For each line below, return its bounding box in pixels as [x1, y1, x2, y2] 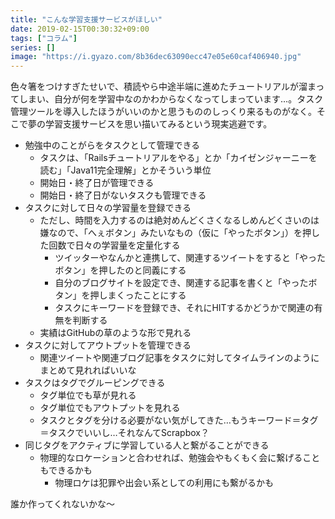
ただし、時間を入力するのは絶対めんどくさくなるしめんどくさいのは [39, 214, 320, 226]
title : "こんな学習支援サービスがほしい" [10, 14, 163, 25]
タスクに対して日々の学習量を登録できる [24, 202, 192, 214]
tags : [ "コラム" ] [10, 33, 78, 43]
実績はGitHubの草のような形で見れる [39, 327, 192, 339]
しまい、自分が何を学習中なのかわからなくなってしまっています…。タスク [18, 93, 324, 105]
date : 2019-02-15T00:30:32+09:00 [10, 24, 150, 34]
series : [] [10, 42, 56, 53]
